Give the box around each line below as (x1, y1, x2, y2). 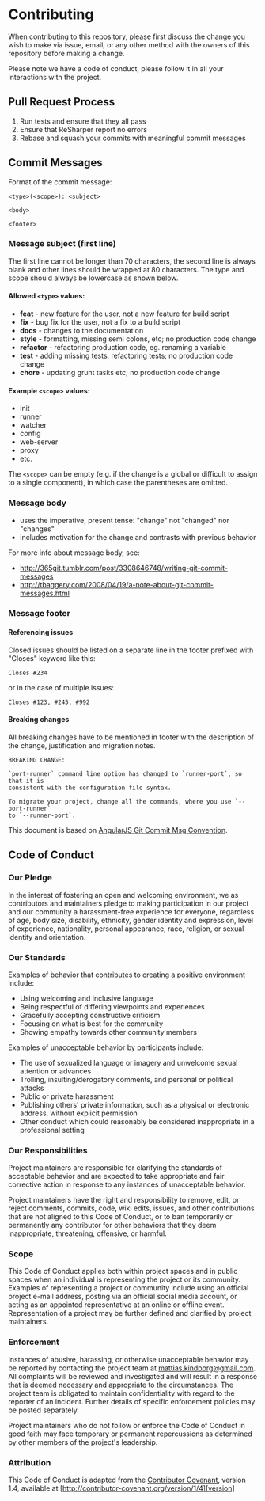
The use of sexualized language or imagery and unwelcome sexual (19, 1058, 238, 1067)
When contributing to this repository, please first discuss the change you (8, 32, 245, 41)
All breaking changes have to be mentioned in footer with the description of (8, 732, 255, 742)
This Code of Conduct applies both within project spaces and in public (8, 1267, 238, 1276)
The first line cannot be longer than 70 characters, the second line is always (8, 256, 256, 266)
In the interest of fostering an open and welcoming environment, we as (8, 890, 239, 899)
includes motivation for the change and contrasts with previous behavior (19, 532, 256, 541)
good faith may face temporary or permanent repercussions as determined (8, 1429, 253, 1438)
